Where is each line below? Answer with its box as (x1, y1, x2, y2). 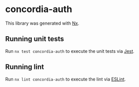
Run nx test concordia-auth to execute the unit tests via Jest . (5, 48, 135, 54)
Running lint (5, 63, 44, 71)
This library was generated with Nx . (5, 20, 79, 26)
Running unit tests (5, 35, 64, 43)
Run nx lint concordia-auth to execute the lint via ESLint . (5, 76, 126, 82)
